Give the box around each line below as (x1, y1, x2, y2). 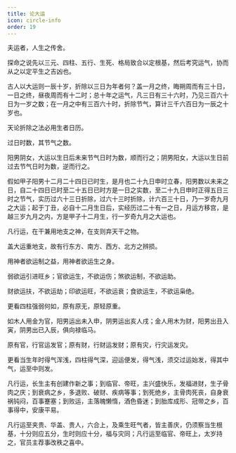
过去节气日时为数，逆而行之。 (7, 162, 93, 171)
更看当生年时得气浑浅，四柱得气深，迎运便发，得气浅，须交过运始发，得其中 (7, 356, 229, 364)
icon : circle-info (7, 17, 61, 24)
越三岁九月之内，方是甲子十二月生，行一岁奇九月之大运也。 (7, 212, 180, 221)
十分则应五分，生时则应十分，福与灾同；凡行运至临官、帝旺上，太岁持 (19, 430, 223, 438)
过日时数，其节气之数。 (7, 139, 75, 147)
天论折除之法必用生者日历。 (7, 124, 88, 132)
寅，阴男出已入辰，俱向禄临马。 (7, 326, 100, 334)
